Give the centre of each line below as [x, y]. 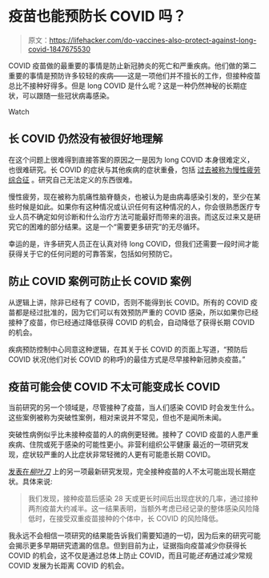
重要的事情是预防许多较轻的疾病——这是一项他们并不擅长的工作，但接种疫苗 [134, 75]
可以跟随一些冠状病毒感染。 [68, 95]
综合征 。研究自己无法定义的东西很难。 [72, 179]
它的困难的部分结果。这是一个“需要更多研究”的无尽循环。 [109, 227]
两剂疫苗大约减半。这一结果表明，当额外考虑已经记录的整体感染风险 [140, 508]
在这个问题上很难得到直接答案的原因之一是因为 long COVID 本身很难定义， [131, 159]
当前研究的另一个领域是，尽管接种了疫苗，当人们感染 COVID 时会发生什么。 [133, 407]
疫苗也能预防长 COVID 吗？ [97, 16]
